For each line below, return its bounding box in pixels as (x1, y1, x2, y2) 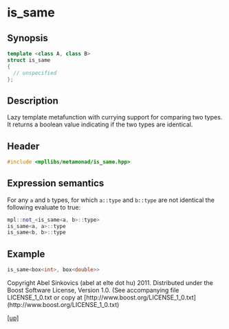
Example (7, 248, 45, 260)
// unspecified (13, 69, 57, 76)
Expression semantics (7, 177, 105, 190)
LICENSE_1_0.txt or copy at (7, 293, 83, 302)
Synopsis (7, 32, 48, 44)
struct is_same (7, 56, 51, 63)
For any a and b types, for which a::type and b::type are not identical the (7, 196, 215, 204)
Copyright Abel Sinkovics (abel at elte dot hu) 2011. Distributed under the (7, 279, 213, 286)
